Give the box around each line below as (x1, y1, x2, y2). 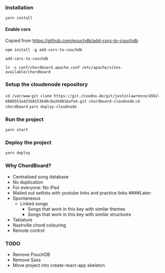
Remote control (12, 227, 45, 234)
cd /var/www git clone (5, 93, 52, 99)
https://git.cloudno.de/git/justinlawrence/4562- (53, 93, 160, 99)
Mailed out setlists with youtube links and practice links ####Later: (12, 190, 152, 196)
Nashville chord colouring (12, 222, 67, 228)
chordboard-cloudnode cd (88, 99, 140, 104)
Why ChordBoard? (5, 162, 51, 169)
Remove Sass (12, 257, 41, 263)
